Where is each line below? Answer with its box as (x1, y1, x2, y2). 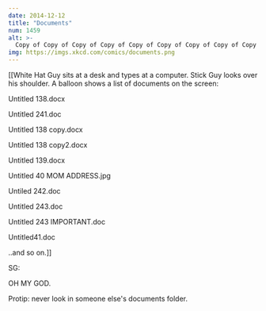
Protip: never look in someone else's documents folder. (8, 294, 188, 303)
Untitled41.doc (8, 232, 55, 242)
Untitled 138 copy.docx (8, 125, 83, 134)
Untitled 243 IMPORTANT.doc (8, 217, 105, 226)
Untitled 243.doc (8, 202, 63, 211)
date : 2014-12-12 (8, 11, 66, 20)
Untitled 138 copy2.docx (8, 140, 88, 149)
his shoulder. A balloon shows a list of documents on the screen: (8, 79, 219, 88)
